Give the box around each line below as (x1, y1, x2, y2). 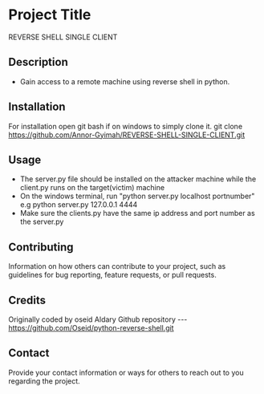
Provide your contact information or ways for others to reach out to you (8, 368, 244, 377)
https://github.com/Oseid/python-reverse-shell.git (8, 323, 174, 332)
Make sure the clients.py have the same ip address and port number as (19, 209, 255, 218)
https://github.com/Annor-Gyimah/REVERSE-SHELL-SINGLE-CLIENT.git (8, 130, 246, 140)
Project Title (8, 6, 91, 24)
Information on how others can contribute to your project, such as (8, 262, 226, 271)
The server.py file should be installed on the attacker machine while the (19, 174, 257, 184)
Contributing (8, 240, 74, 254)
